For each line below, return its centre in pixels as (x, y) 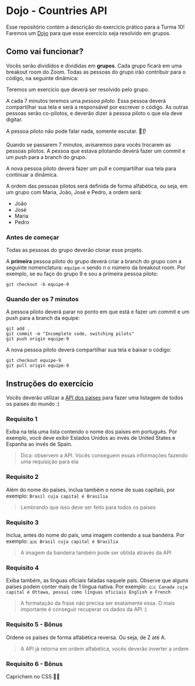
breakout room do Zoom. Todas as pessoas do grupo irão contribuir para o (96, 72)
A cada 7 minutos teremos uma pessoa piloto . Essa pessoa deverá (86, 101)
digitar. (14, 119)
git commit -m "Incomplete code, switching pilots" (70, 334)
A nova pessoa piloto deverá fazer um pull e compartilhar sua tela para (91, 168)
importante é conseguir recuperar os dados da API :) (83, 609)
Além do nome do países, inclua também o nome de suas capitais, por (90, 489)
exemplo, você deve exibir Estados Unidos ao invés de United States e (91, 438)
